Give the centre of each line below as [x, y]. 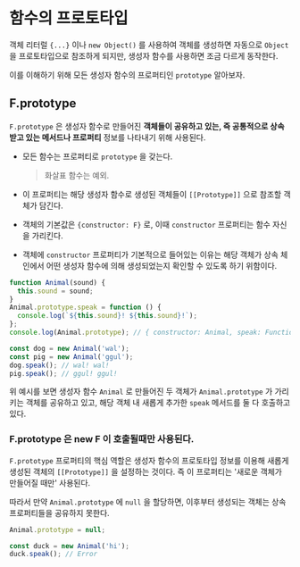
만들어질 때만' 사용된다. [50, 482]
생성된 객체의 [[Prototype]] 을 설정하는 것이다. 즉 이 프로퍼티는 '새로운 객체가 [146, 471]
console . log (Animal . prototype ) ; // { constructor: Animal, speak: [135, 332]
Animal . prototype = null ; [57, 529]
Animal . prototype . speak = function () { [86, 308]
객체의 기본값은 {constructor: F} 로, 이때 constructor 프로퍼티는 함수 [146, 224]
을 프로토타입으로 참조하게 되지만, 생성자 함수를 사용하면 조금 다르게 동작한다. [144, 55]
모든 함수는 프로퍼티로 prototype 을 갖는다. [97, 156]
